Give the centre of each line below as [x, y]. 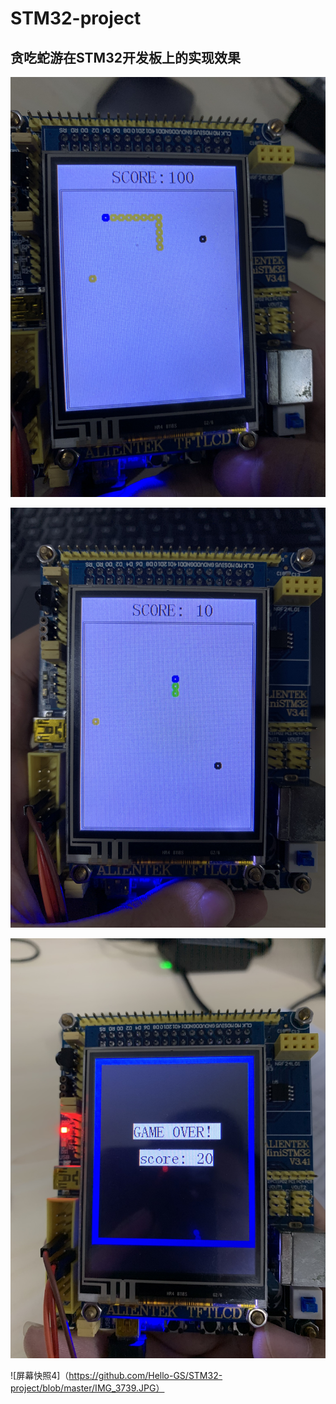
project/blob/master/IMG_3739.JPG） [87, 1388]
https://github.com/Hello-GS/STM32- [145, 1375]
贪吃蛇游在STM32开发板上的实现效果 [125, 57]
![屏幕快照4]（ [40, 1375]
